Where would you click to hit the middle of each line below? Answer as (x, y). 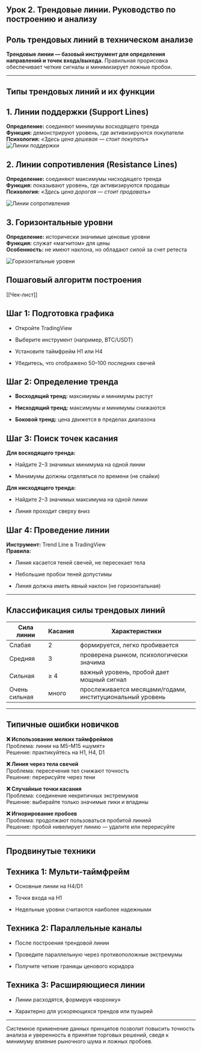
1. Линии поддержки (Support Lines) (78, 112)
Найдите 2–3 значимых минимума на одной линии (80, 465)
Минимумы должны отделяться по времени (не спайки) (87, 476)
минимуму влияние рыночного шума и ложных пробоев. (79, 1041)
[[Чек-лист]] (22, 295)
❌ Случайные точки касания (44, 789)
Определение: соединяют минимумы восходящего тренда (83, 126)
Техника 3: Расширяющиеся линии (76, 985)
